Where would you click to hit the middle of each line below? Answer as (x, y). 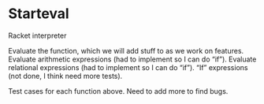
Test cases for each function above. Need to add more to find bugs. (118, 91)
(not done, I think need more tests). (65, 76)
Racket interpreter (37, 35)
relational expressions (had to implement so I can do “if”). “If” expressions (128, 67)
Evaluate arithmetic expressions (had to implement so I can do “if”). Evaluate (132, 59)
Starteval (39, 14)
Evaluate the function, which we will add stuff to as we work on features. (126, 50)
